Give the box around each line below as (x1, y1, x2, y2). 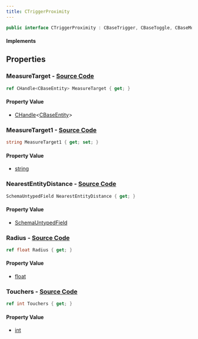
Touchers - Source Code (6, 287, 78, 295)
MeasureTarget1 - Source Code (6, 126, 97, 134)
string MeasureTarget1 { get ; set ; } (6, 139, 99, 145)
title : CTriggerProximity (6, 8, 70, 15)
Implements (6, 38, 37, 45)
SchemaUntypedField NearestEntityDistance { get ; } (6, 193, 136, 199)
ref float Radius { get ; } (6, 247, 72, 253)
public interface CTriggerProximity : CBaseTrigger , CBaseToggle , (6, 25, 173, 31)
